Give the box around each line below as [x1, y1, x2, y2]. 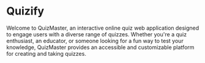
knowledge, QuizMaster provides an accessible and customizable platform [6, 44, 195, 51]
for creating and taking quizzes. [6, 50, 87, 57]
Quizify [6, 4, 45, 18]
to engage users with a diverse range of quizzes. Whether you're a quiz [6, 30, 187, 38]
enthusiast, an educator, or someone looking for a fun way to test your [6, 37, 184, 44]
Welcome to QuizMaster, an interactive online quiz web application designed [6, 24, 199, 31]
